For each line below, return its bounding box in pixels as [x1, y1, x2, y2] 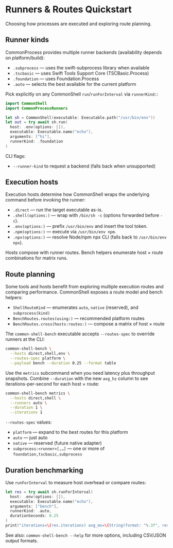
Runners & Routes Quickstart [5, 4, 132, 15]
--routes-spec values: [5, 419, 52, 425]
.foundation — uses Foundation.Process [12, 76, 99, 82]
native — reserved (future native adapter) [12, 440, 102, 446]
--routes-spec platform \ [10, 356, 66, 361]
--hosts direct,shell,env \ [10, 351, 71, 356]
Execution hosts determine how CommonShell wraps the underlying [5, 191, 150, 197]
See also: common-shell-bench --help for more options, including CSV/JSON [5, 532, 166, 538]
